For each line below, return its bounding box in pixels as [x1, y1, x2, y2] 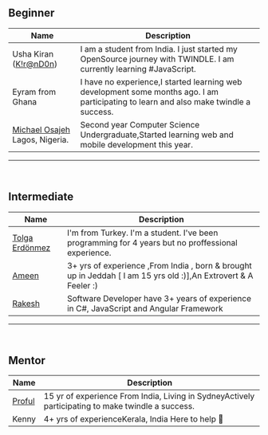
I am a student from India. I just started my [80, 43, 238, 54]
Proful [12, 396, 35, 407]
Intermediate [8, 190, 74, 204]
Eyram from [12, 86, 57, 97]
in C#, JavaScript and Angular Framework [66, 303, 223, 314]
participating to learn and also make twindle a [80, 96, 251, 107]
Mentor [8, 354, 46, 367]
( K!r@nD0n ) [12, 58, 58, 69]
